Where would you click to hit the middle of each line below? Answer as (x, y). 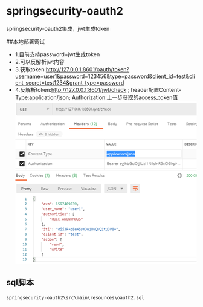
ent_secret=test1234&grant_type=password (69, 82)
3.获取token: (31, 69)
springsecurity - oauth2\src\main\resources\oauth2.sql (76, 297)
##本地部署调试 (26, 41)
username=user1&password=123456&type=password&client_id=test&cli (105, 76)
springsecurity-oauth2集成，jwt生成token (58, 28)
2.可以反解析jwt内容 (40, 62)
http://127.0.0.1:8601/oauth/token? (88, 69)
